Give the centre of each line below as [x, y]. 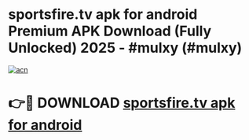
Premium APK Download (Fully [110, 31]
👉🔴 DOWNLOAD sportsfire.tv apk [122, 103]
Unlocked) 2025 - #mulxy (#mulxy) [125, 48]
